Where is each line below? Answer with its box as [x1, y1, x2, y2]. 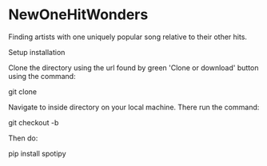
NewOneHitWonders [8, 6, 149, 24]
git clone [8, 86, 38, 97]
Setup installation [8, 47, 66, 57]
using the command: [8, 71, 76, 81]
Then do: [8, 133, 38, 143]
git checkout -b [8, 117, 59, 127]
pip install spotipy [8, 148, 66, 158]
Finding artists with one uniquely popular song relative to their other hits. [8, 32, 248, 41]
